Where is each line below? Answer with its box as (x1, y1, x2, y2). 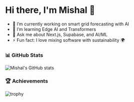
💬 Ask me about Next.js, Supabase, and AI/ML (12, 31, 107, 37)
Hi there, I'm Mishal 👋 (5, 4, 95, 16)
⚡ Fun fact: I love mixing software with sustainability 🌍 (12, 37, 125, 43)
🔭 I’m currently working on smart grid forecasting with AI (12, 21, 129, 27)
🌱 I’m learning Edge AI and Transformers (12, 26, 96, 32)
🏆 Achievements (5, 78, 48, 85)
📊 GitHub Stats (5, 52, 43, 59)
